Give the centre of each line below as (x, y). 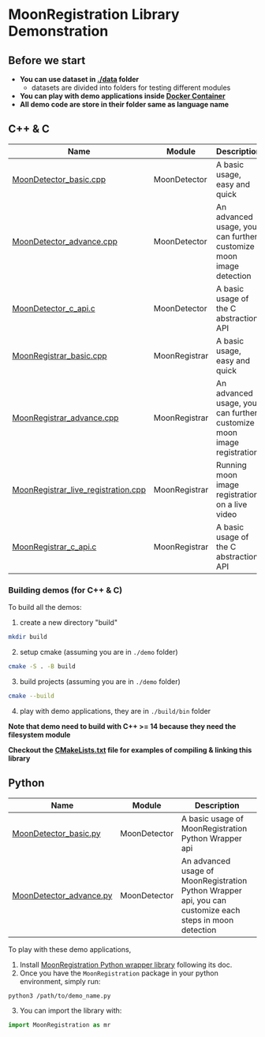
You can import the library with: (71, 1011)
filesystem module (39, 734)
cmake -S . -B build (42, 666)
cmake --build (32, 696)
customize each (211, 910)
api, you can (204, 900)
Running (231, 465)
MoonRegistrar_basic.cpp (60, 355)
